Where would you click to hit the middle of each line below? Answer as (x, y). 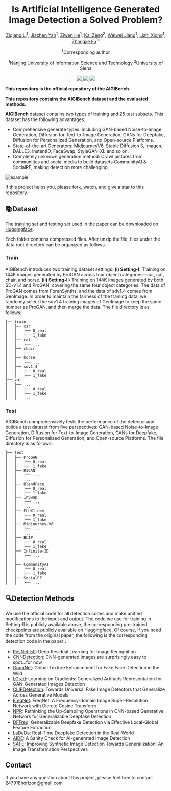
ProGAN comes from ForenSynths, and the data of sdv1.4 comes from (79, 291)
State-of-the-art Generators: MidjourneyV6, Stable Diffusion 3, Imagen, (88, 146)
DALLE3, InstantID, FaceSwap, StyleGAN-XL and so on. (71, 151)
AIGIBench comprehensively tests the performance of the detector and (80, 421)
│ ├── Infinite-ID (27, 551)
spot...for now (27, 662)
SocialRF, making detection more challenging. (61, 167)
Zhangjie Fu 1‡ (86, 41)
